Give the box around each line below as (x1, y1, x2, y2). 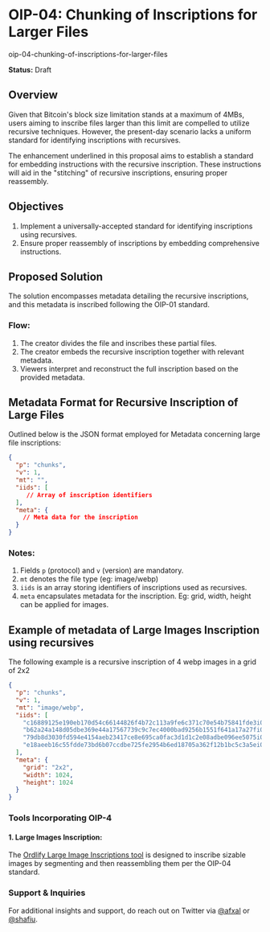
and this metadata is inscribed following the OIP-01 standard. (8, 300, 211, 310)
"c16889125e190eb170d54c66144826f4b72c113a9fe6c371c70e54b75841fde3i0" (22, 718, 268, 727)
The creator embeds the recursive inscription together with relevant (19, 347, 245, 356)
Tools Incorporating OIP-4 (8, 812, 112, 823)
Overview (8, 88, 59, 102)
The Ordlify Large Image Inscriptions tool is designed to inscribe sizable (8, 850, 247, 860)
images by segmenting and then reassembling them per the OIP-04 (8, 859, 231, 868)
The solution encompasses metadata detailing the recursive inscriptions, (8, 291, 249, 301)
